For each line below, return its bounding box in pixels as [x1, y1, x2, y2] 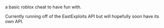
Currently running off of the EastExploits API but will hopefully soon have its [5, 14, 160, 19]
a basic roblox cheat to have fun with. [5, 4, 82, 10]
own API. [5, 19, 24, 24]
